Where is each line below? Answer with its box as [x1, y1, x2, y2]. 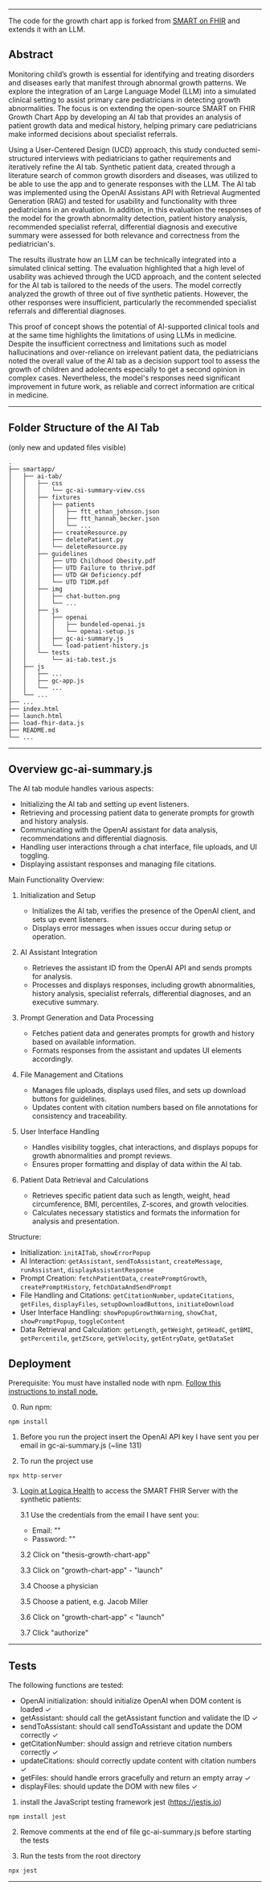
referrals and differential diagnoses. [8, 305, 127, 315]
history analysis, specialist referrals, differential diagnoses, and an [31, 989, 252, 999]
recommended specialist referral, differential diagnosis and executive [8, 222, 238, 231]
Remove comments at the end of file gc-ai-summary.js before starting [19, 1827, 252, 1837]
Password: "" [31, 1535, 76, 1544]
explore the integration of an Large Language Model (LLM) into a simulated [8, 86, 256, 96]
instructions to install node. [8, 1387, 98, 1397]
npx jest [8, 1867, 38, 1875]
